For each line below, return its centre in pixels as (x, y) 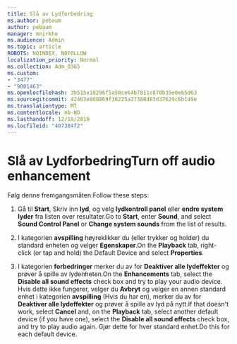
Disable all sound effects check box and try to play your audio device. (120, 282)
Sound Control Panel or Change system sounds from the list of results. (122, 224)
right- (209, 246)
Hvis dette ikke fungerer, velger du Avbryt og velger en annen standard (122, 289)
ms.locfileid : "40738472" (45, 126)
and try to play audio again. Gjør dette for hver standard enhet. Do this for (123, 327)
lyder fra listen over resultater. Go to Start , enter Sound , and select (114, 217)
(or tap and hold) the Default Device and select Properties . (119, 253)
